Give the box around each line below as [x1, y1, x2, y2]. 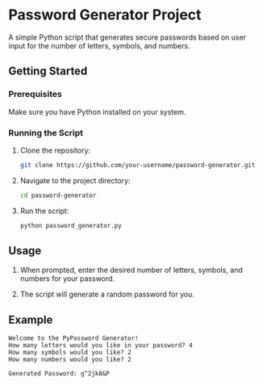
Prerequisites [8, 89, 62, 100]
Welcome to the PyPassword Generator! [8, 334, 139, 342]
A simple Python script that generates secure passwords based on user [8, 32, 247, 42]
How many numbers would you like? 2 [8, 355, 131, 364]
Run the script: [19, 206, 69, 216]
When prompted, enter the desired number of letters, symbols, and [19, 265, 244, 275]
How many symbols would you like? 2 [8, 349, 131, 357]
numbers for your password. [19, 274, 115, 283]
